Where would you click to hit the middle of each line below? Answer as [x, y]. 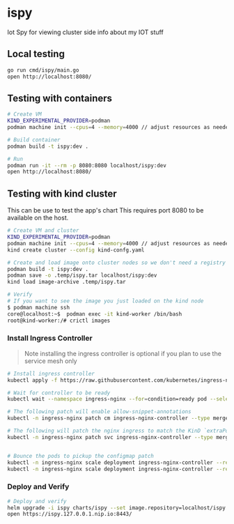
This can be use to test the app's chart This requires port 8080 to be [106, 210]
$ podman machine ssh [39, 307]
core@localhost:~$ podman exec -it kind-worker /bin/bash [95, 314]
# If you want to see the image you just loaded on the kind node [106, 301]
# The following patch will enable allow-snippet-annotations [99, 412]
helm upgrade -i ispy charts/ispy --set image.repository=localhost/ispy [117, 508]
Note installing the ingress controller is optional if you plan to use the [123, 353]
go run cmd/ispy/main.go [43, 70]
